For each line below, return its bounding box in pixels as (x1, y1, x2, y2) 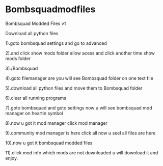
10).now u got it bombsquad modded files (5, 140, 93, 146)
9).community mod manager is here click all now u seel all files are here (5, 130, 156, 136)
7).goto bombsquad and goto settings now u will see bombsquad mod (5, 104, 152, 110)
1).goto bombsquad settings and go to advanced (5, 40, 107, 46)
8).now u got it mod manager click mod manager (5, 120, 108, 126)
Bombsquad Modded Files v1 (5, 20, 66, 26)
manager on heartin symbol (5, 110, 63, 116)
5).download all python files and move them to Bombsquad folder (5, 85, 143, 91)
